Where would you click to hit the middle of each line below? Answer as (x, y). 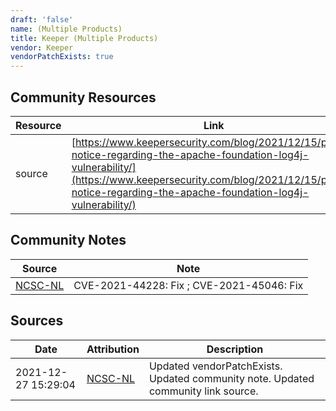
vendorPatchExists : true (62, 57)
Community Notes (68, 240)
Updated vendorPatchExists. (215, 366)
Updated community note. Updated (231, 378)
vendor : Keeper (42, 47)
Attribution (113, 349)
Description (235, 349)
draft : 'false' (42, 19)
